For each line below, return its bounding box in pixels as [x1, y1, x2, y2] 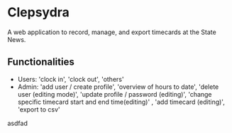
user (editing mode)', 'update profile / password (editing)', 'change [17, 90, 212, 98]
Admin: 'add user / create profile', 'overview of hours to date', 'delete [17, 83, 219, 91]
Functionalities [7, 56, 74, 68]
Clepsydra [7, 4, 70, 21]
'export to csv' [17, 105, 60, 114]
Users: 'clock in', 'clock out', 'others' [17, 75, 124, 83]
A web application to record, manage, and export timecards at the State [7, 28, 216, 36]
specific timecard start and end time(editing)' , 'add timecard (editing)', [17, 97, 225, 106]
